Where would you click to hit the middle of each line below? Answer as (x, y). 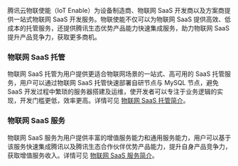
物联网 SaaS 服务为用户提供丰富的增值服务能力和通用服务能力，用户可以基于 (119, 138)
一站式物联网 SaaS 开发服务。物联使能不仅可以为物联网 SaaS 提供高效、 (119, 19)
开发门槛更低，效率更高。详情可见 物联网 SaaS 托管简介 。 (104, 101)
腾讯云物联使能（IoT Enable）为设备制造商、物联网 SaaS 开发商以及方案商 (116, 10)
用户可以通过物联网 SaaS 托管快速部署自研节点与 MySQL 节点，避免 (119, 83)
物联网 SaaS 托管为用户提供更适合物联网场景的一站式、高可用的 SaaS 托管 (116, 74)
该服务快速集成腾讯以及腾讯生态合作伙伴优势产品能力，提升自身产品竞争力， (119, 146)
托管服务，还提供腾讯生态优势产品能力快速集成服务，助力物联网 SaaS (128, 28)
